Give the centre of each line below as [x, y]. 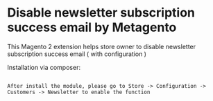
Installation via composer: [44, 67]
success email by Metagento [92, 27]
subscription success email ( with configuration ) [77, 54]
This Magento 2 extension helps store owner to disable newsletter [102, 46]
